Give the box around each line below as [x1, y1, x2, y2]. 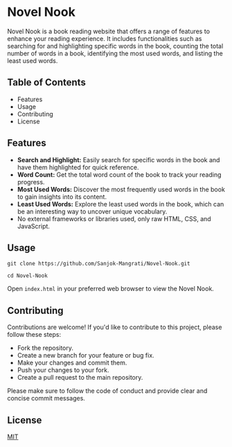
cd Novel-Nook [7, 272, 48, 279]
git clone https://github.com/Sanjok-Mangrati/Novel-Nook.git [7, 261, 190, 268]
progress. [17, 177, 45, 186]
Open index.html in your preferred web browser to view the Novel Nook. [7, 285, 215, 293]
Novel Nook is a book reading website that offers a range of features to [7, 27, 210, 35]
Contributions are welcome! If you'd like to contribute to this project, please [7, 323, 222, 331]
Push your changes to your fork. [17, 366, 109, 374]
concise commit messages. [7, 394, 85, 403]
